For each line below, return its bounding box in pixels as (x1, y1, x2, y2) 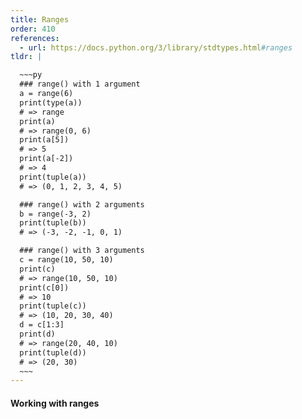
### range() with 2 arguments (19, 199, 145, 210)
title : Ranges (10, 14, 70, 25)
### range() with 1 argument (19, 79, 141, 90)
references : (10, 33, 60, 43)
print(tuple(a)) (19, 172, 87, 182)
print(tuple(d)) (19, 347, 87, 358)
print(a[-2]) (19, 154, 74, 164)
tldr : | (10, 52, 43, 62)
